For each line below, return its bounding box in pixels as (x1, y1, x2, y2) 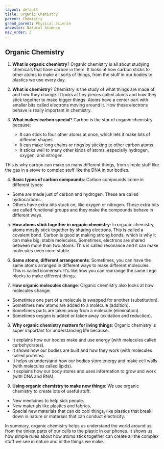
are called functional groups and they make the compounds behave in (12, 207, 153, 212)
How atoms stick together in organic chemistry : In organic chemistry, (12, 221, 155, 227)
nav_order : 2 (5, 30, 32, 35)
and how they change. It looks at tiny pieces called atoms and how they (12, 91, 157, 97)
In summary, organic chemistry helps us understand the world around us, (5, 423, 153, 428)
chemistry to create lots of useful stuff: (12, 388, 91, 394)
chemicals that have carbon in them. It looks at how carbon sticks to (12, 66, 150, 72)
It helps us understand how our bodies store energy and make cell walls (12, 358, 158, 364)
